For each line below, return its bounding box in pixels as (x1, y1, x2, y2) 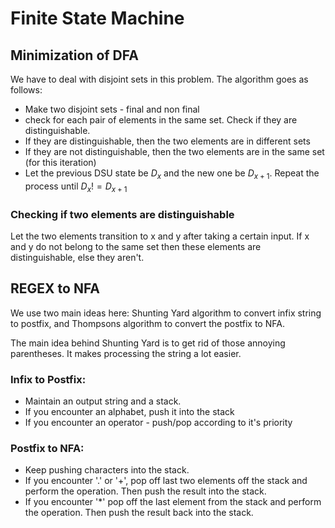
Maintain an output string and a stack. (24, 395, 182, 407)
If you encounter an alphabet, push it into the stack (24, 406, 235, 417)
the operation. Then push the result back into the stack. (24, 507, 254, 519)
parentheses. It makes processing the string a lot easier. (10, 347, 242, 359)
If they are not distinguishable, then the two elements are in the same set (24, 146, 325, 157)
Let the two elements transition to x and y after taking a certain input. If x (10, 230, 310, 242)
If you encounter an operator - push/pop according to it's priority (24, 417, 293, 428)
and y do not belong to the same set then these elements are (10, 240, 262, 252)
